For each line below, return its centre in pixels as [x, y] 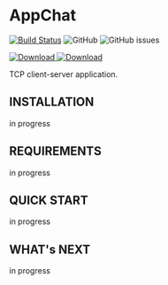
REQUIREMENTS [55, 151]
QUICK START [49, 200]
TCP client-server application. [64, 74]
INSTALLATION [52, 102]
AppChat [43, 15]
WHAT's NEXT [50, 249]
